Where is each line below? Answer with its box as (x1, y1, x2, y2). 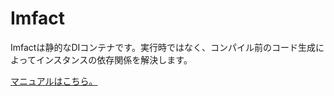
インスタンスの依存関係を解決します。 (35, 53, 193, 66)
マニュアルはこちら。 (10, 75, 98, 87)
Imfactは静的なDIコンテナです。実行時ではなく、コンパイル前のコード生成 (10, 41, 316, 53)
